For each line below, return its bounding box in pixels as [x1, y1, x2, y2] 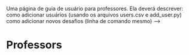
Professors [6, 38, 62, 52]
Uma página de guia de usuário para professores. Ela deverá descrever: [6, 5, 184, 12]
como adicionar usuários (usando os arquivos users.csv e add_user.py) [6, 11, 182, 18]
